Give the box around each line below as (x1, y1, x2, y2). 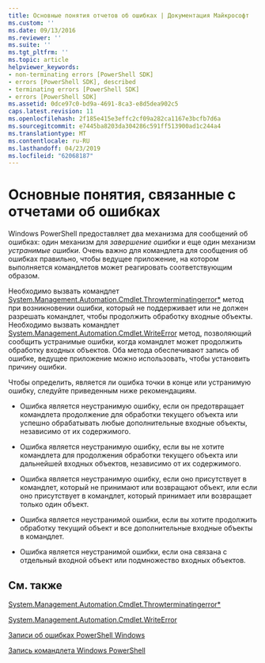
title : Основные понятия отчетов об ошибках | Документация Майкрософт (8, 11, 249, 20)
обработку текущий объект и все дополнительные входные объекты (19, 523, 253, 533)
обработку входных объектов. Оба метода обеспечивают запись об (8, 346, 240, 355)
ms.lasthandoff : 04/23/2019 (8, 144, 101, 152)
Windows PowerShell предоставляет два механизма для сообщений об (8, 229, 248, 239)
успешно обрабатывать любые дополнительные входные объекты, (19, 418, 248, 428)
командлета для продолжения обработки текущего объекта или (19, 450, 238, 460)
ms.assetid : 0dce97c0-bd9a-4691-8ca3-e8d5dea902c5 (8, 100, 179, 108)
